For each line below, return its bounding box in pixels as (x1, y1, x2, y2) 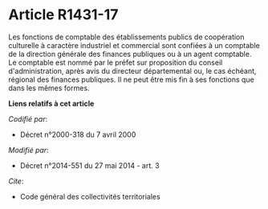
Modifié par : (8, 145, 50, 155)
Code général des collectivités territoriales (19, 191, 160, 201)
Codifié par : (8, 114, 48, 123)
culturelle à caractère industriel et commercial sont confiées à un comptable (8, 40, 261, 50)
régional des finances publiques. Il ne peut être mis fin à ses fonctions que (8, 74, 254, 84)
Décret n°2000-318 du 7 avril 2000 (19, 130, 136, 139)
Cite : (8, 176, 24, 186)
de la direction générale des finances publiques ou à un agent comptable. (8, 49, 252, 58)
